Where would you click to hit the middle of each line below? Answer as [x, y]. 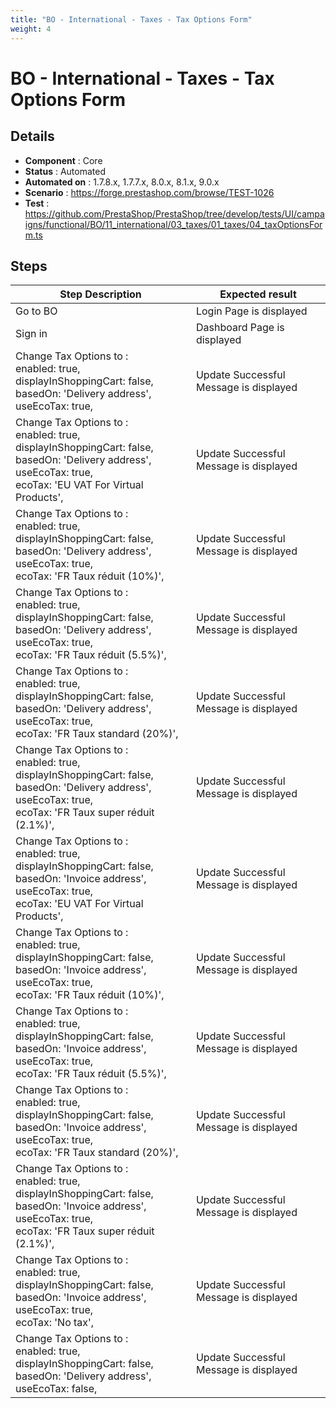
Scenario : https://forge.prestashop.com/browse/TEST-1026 [149, 192]
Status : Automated [65, 171]
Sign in [31, 334]
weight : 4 [31, 29]
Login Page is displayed [251, 311]
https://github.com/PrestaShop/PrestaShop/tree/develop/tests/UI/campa [174, 213]
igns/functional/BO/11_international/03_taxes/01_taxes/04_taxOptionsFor [173, 224]
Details [32, 136]
